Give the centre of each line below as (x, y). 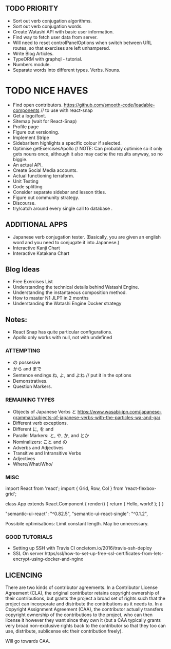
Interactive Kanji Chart (36, 248)
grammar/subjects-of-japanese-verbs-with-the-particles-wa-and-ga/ (87, 417)
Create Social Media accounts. (45, 170)
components (26, 110)
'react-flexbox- (140, 488)
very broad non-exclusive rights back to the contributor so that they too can (85, 626)
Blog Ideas (23, 269)
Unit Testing (25, 181)
